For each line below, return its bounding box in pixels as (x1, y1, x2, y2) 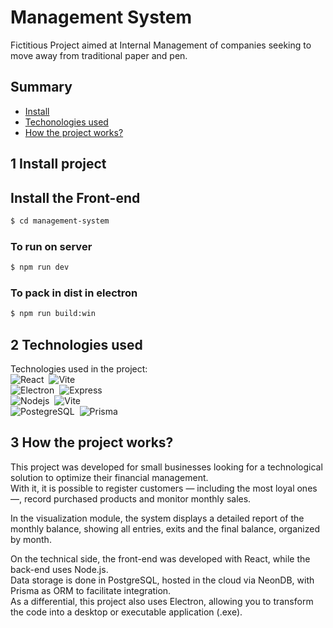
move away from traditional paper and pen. (10, 49, 188, 61)
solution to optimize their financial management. (10, 471, 209, 483)
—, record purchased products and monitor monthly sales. (10, 492, 252, 505)
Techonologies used (24, 116, 109, 128)
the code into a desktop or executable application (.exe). (10, 606, 243, 618)
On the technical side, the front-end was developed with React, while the (10, 552, 311, 565)
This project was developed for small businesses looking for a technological (10, 461, 323, 473)
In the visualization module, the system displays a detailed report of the (10, 512, 305, 524)
